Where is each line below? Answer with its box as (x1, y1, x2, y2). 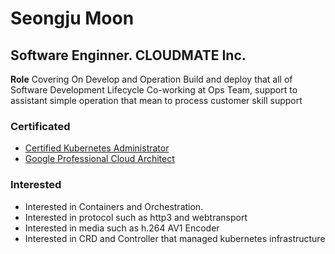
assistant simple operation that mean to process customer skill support (10, 95, 303, 106)
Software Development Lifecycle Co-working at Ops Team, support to (10, 84, 298, 96)
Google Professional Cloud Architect (24, 153, 175, 165)
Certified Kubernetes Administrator (24, 142, 170, 154)
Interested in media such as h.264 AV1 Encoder (24, 222, 220, 234)
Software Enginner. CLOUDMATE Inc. (10, 47, 247, 64)
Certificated (10, 119, 71, 133)
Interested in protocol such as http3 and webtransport (24, 211, 248, 223)
